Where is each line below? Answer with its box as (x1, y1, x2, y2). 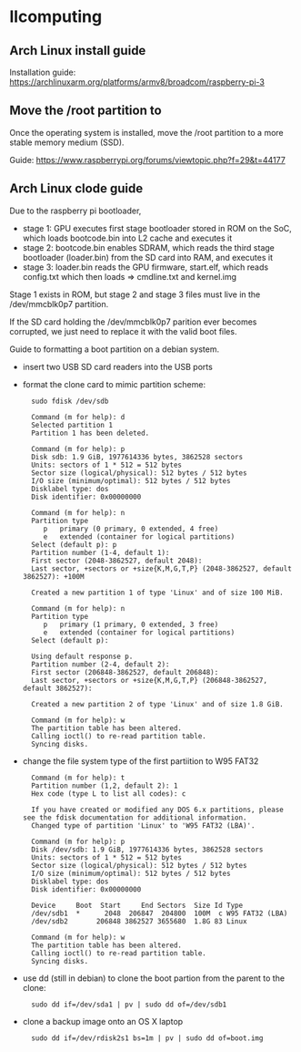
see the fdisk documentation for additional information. (22, 813, 247, 822)
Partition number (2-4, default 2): (31, 659, 170, 669)
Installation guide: (9, 67, 76, 77)
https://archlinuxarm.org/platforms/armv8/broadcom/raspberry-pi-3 (9, 77, 266, 88)
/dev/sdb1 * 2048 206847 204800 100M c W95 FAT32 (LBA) (31, 909, 288, 918)
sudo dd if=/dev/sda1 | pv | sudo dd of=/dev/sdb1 (31, 1000, 227, 1009)
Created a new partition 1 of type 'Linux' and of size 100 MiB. (31, 588, 284, 597)
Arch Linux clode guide (9, 180, 144, 197)
